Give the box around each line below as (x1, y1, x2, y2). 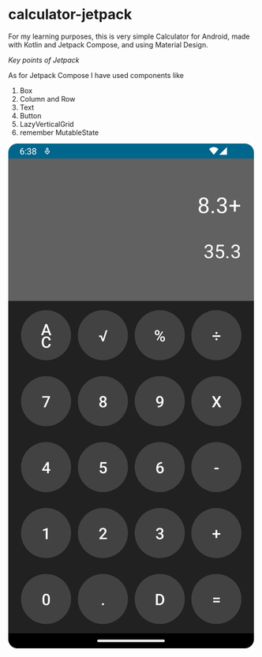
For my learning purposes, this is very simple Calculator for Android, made (8, 32, 250, 41)
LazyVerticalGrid (19, 119, 74, 129)
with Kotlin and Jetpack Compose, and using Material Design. (8, 39, 208, 49)
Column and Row (19, 94, 76, 103)
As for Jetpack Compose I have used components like (8, 70, 184, 80)
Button (19, 110, 42, 120)
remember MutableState (19, 128, 99, 137)
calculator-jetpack (8, 6, 133, 24)
